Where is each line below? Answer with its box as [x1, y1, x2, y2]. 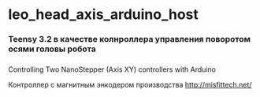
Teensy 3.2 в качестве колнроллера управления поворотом [8, 34, 251, 45]
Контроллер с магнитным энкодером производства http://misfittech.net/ [8, 80, 252, 90]
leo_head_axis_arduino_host [8, 6, 199, 24]
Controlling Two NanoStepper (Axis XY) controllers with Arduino [8, 65, 217, 74]
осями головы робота [8, 43, 96, 54]
